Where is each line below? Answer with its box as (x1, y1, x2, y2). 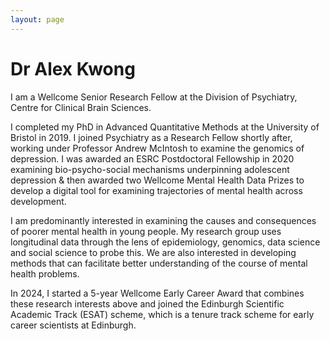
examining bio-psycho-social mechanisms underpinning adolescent (10, 163, 290, 175)
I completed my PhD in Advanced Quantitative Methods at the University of (10, 121, 320, 133)
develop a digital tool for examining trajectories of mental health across (10, 184, 303, 196)
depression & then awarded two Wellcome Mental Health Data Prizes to (10, 174, 305, 186)
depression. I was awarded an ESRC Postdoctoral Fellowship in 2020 (10, 152, 295, 165)
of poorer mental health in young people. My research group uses (10, 225, 282, 237)
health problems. (10, 267, 80, 280)
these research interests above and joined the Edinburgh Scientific (10, 297, 285, 310)
